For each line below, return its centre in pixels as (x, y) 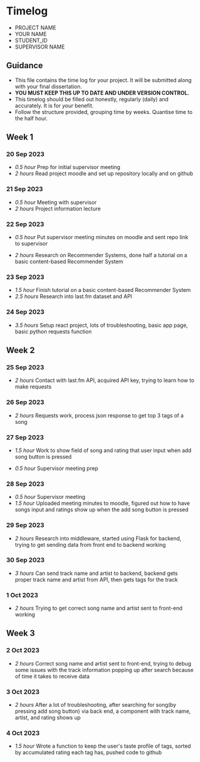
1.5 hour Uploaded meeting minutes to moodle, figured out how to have (102, 503)
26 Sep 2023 (25, 402)
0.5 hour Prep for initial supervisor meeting (67, 167)
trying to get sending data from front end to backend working (90, 544)
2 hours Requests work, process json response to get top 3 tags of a (99, 415)
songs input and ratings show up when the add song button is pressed (101, 510)
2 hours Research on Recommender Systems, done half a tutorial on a (101, 255)
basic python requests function (53, 332)
